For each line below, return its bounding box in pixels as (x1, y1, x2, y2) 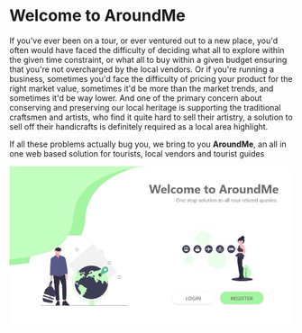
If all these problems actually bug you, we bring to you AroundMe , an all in (9, 139, 287, 149)
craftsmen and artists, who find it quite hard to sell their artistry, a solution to (9, 112, 293, 122)
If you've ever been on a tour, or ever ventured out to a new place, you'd (9, 35, 279, 46)
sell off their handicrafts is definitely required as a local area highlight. (9, 121, 269, 131)
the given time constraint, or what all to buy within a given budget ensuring (9, 54, 288, 65)
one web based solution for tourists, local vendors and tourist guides (9, 148, 265, 158)
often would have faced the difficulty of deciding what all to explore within (9, 44, 285, 55)
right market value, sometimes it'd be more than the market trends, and (9, 83, 274, 94)
